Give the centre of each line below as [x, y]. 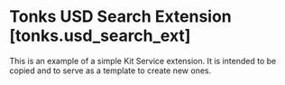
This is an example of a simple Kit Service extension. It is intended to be [143, 61]
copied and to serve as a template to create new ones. [110, 71]
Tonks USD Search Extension [120, 17]
